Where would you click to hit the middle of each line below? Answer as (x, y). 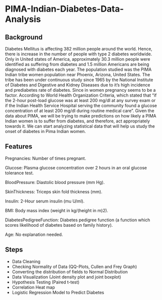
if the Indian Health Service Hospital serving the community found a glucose (81, 106)
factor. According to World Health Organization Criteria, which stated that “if (81, 95)
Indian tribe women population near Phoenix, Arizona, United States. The (78, 75)
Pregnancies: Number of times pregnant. (45, 158)
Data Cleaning (26, 261)
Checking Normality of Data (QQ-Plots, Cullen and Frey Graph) (74, 267)
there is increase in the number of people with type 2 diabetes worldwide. (79, 54)
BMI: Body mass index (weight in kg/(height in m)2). (57, 210)
